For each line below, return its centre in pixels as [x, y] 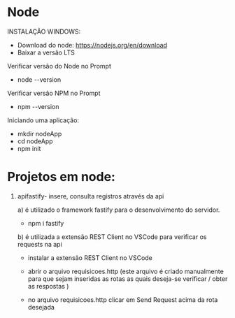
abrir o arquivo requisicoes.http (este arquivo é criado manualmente [126, 271]
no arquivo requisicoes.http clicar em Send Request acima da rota [123, 299]
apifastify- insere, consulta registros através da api [91, 196]
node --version [39, 79]
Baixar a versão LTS [46, 52]
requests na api [40, 244]
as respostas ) [48, 286]
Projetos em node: [61, 177]
